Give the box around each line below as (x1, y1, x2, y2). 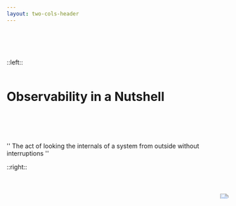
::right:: (6, 163, 27, 171)
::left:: (6, 57, 23, 67)
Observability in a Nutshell (6, 88, 165, 104)
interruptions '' (6, 149, 50, 158)
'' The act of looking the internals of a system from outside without (6, 142, 199, 150)
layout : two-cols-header (6, 10, 79, 18)
